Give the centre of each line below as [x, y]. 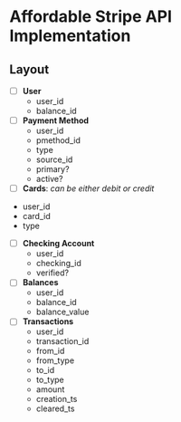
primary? [52, 169]
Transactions [48, 321]
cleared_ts [55, 408]
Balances [40, 283]
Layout [29, 69]
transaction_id [62, 341]
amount [50, 389]
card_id [37, 216]
